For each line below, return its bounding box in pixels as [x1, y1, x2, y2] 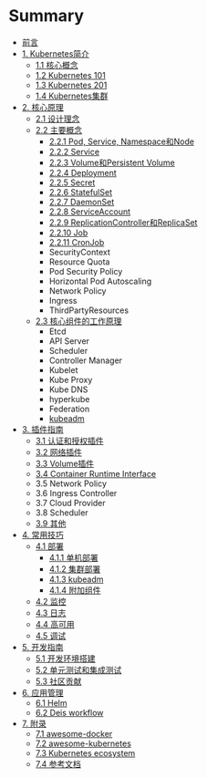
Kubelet [48, 364, 78, 375]
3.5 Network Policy [35, 478, 107, 489]
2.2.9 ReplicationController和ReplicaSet [48, 216, 198, 228]
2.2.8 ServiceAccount [48, 206, 131, 217]
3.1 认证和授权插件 [35, 435, 104, 446]
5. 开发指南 [21, 641, 64, 652]
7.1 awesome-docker [35, 728, 113, 739]
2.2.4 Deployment [48, 167, 118, 178]
